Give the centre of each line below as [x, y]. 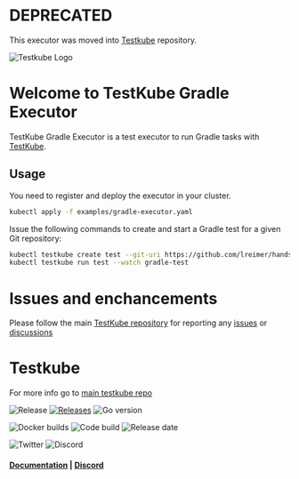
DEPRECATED [61, 16]
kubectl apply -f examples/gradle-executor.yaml [101, 212]
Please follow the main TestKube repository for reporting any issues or [138, 323]
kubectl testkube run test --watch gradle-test [99, 263]
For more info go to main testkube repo [81, 393]
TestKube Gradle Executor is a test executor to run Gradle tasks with [134, 136]
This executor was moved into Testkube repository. [103, 40]
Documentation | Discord [57, 465]
